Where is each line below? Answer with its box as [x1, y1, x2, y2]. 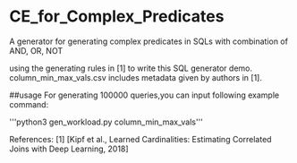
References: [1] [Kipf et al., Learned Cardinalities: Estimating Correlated [9, 133, 272, 144]
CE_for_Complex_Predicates [9, 6, 225, 27]
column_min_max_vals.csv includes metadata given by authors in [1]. [9, 72, 262, 82]
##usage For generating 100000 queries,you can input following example [9, 90, 280, 100]
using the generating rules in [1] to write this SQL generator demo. [9, 63, 253, 73]
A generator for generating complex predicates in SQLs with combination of [9, 36, 289, 47]
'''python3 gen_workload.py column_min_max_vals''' [9, 116, 204, 127]
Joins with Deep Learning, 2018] [9, 143, 129, 154]
